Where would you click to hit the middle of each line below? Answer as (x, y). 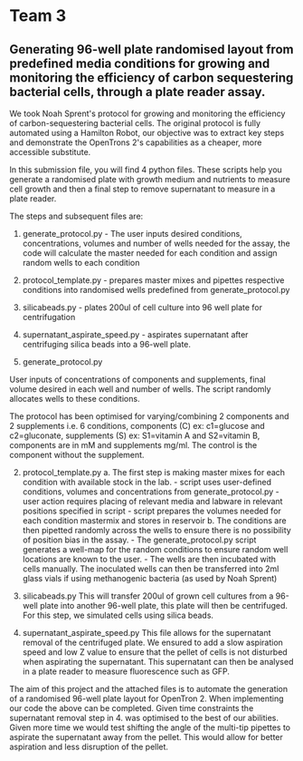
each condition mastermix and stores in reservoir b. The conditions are (154, 521)
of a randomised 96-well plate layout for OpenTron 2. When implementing (147, 698)
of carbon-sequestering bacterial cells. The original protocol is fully (135, 123)
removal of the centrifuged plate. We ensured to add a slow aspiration (152, 642)
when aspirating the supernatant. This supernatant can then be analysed (158, 662)
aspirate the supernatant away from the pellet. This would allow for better (146, 737)
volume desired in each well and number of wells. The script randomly (140, 389)
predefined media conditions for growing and (140, 63)
